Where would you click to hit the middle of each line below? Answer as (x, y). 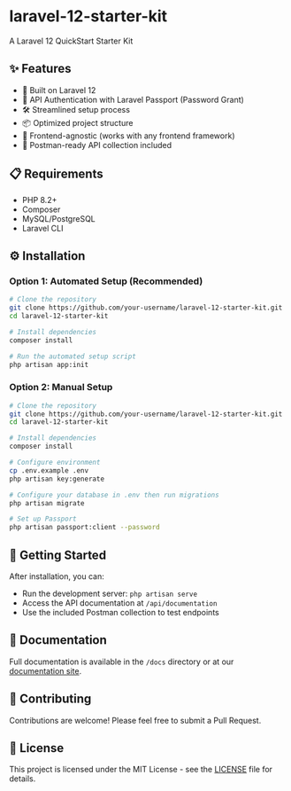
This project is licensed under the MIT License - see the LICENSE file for (141, 770)
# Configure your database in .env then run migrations (114, 495)
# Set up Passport (43, 519)
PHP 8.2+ (39, 200)
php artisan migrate (47, 503)
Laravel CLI (42, 228)
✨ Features (40, 69)
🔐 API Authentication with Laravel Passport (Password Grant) (133, 99)
